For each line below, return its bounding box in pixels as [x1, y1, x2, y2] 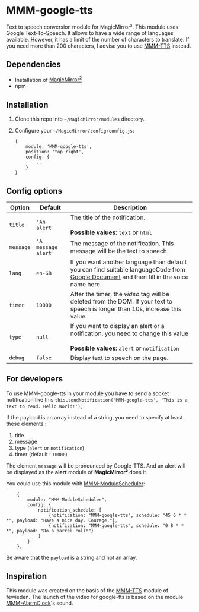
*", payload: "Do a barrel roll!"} [6, 528, 94, 534]
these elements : [6, 420, 47, 427]
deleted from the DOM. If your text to [70, 298, 173, 306]
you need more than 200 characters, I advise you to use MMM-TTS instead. [6, 42, 191, 49]
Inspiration [6, 571, 47, 581]
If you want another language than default [70, 258, 187, 266]
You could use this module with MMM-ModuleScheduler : [6, 479, 145, 487]
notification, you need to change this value [70, 329, 188, 337]
